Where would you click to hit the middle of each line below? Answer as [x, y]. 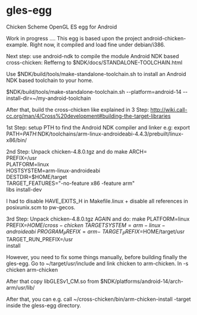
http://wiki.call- [169, 109]
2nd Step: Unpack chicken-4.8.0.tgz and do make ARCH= [77, 152]
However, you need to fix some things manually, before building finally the [96, 257]
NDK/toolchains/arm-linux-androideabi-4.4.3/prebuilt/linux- [111, 134]
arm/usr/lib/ [20, 287]
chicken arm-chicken [32, 270]
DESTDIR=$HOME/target [36, 177]
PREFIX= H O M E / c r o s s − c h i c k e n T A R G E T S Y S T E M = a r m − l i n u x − [86, 225]
